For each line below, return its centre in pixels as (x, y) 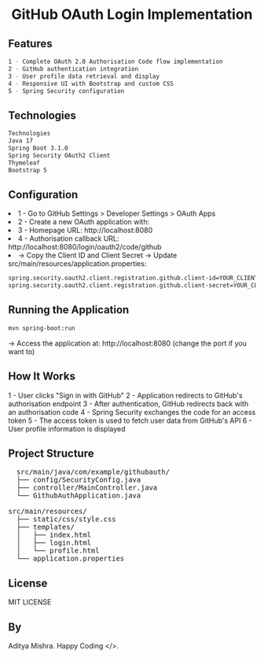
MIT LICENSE (30, 602)
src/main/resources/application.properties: (77, 264)
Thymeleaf (24, 163)
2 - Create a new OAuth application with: (84, 222)
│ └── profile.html (58, 551)
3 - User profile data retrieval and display (84, 76)
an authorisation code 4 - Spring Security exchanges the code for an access (132, 412)
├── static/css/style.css (66, 519)
